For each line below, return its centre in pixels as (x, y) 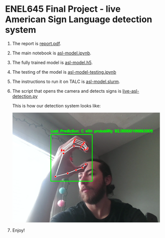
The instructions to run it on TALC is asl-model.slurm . (66, 81)
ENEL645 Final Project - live (63, 9)
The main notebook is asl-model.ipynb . (52, 53)
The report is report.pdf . (37, 43)
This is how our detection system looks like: (56, 106)
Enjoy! (18, 230)
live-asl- (131, 91)
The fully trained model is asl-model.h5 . (52, 62)
